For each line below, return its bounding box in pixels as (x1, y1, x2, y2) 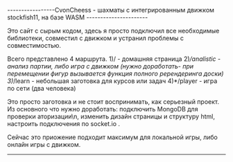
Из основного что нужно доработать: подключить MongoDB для (7, 105, 198, 113)
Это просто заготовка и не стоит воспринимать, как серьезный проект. (7, 98, 220, 106)
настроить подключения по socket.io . (7, 120, 120, 127)
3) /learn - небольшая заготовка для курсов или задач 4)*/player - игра (7, 77, 218, 85)
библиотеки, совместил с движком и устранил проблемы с (7, 34, 184, 42)
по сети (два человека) (7, 84, 76, 92)
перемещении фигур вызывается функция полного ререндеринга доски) (7, 69, 224, 78)
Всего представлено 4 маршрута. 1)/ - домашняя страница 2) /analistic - (7, 55, 221, 63)
